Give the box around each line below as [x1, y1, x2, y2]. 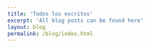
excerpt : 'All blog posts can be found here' [7, 17, 144, 24]
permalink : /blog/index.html [7, 30, 93, 37]
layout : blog [7, 23, 46, 30]
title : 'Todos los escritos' [7, 10, 93, 18]
